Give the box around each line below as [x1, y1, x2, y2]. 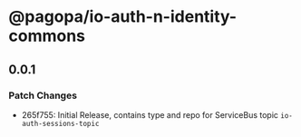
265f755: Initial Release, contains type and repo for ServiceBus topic [21, 109, 278, 120]
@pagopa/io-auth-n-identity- [8, 6, 238, 27]
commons [8, 25, 86, 46]
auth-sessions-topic [21, 119, 100, 128]
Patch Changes [8, 89, 78, 102]
